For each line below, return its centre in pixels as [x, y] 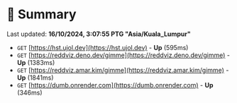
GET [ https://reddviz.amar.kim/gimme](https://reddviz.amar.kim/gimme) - [123, 70]
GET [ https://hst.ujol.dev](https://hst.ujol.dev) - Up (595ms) [103, 47]
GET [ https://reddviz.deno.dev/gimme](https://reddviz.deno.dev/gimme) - [123, 55]
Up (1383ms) [36, 62]
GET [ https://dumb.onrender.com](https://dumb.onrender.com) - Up [115, 85]
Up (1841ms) [35, 78]
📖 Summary [42, 14]
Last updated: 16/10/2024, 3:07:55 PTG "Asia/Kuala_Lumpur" [99, 34]
